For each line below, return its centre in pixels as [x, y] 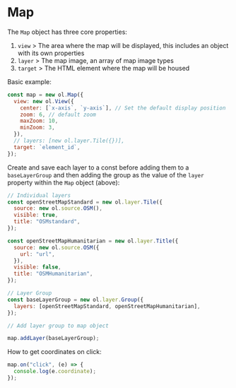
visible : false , [37, 267]
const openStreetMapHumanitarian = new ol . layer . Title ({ [93, 241]
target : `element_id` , [47, 147]
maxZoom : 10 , [39, 121]
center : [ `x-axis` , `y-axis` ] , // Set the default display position [123, 108]
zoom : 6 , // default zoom [58, 114]
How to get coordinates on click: [54, 352]
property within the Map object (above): [64, 182]
